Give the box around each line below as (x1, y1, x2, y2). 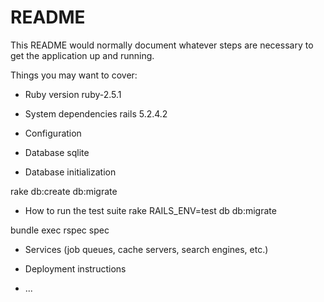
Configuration (24, 127, 82, 139)
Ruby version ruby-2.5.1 (24, 88, 122, 100)
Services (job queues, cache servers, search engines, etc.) (24, 243, 269, 255)
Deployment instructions (24, 262, 127, 275)
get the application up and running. (10, 49, 155, 61)
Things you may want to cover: (10, 69, 138, 81)
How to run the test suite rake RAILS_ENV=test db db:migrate (24, 204, 277, 216)
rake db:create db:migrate (10, 185, 118, 197)
